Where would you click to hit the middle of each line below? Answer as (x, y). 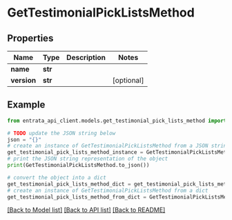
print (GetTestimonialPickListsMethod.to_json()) (78, 166)
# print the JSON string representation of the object (88, 159)
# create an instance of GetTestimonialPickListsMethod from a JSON (108, 146)
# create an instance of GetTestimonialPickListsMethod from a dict (108, 190)
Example (26, 105)
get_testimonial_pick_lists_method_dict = (69, 184)
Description (86, 58)
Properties (30, 38)
